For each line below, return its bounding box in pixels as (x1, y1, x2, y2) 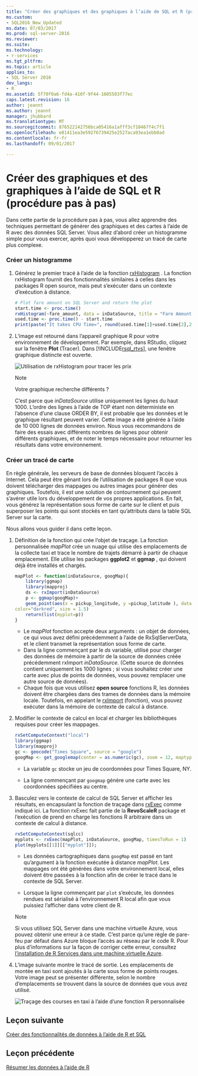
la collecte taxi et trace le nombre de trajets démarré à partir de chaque (14, 549, 189, 556)
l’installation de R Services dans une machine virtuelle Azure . (14, 950, 163, 957)
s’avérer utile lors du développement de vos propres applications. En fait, (6, 495, 183, 502)
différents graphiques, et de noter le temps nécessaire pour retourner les (14, 435, 192, 442)
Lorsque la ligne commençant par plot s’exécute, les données (23, 889, 174, 897)
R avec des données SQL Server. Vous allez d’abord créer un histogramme (6, 228, 187, 236)
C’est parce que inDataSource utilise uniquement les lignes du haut (14, 397, 179, 404)
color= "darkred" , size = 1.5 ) (14, 606, 90, 612)
